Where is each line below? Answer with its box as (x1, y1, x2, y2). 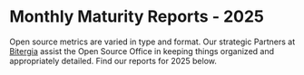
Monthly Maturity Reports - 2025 (9, 6, 265, 27)
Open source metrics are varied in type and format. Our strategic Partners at (9, 36, 296, 47)
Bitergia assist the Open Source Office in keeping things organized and (9, 45, 275, 56)
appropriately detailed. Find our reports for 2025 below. (9, 55, 218, 66)
